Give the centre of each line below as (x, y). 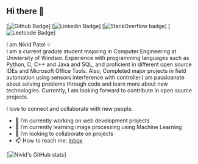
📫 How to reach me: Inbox (49, 140)
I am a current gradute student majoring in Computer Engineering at (91, 51)
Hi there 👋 (25, 11)
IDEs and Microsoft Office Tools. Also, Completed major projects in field (96, 70)
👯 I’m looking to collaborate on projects (64, 133)
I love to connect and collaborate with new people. (70, 108)
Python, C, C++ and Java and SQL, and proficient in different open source (99, 64)
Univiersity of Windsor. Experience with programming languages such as (98, 58)
